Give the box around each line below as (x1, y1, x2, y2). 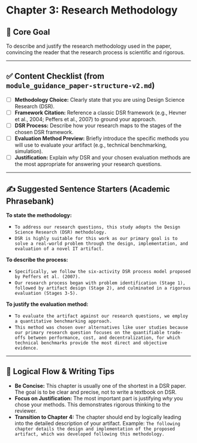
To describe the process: (6, 256, 69, 263)
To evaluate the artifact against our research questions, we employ (14, 313, 189, 319)
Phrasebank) (6, 196, 55, 206)
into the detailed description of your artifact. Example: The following (14, 419, 181, 427)
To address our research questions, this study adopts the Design (14, 224, 181, 230)
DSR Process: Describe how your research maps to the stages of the (14, 122, 182, 129)
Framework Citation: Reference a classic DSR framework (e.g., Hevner (14, 109, 186, 116)
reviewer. (14, 407, 37, 414)
